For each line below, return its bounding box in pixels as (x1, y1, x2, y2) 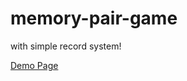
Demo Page (10, 59, 59, 71)
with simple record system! (10, 40, 122, 52)
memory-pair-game (10, 7, 178, 30)
